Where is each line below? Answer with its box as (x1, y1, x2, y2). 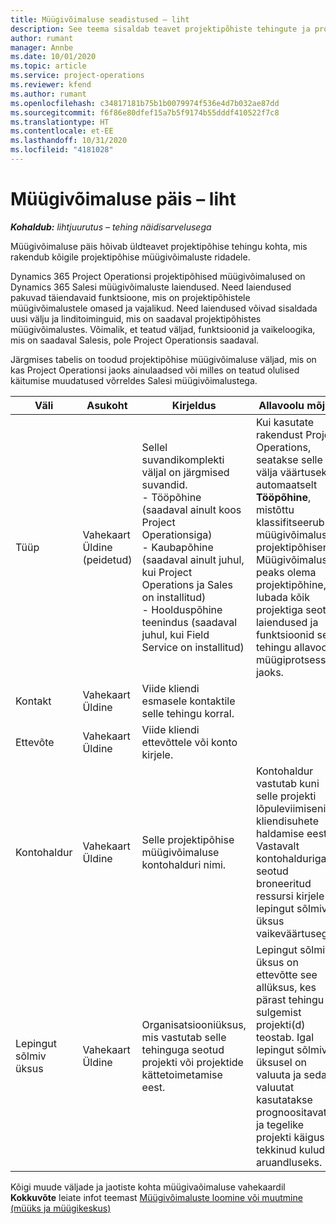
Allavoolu (258, 398, 305, 412)
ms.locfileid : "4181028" (10, 145, 114, 155)
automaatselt (255, 477, 318, 491)
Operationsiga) (141, 527, 213, 541)
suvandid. (141, 477, 188, 491)
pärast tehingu (255, 992, 325, 1006)
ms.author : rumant (10, 89, 87, 99)
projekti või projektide (141, 1055, 244, 1069)
